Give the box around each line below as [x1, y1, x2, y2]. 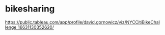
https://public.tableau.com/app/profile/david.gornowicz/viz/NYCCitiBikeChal [5, 19, 160, 25]
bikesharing [5, 3, 55, 14]
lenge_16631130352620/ [5, 24, 54, 30]
